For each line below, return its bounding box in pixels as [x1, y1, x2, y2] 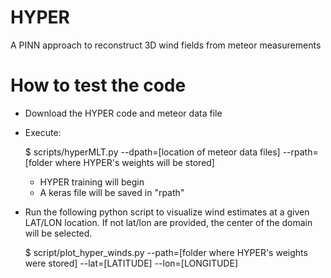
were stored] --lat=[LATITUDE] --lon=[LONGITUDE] [24, 257, 238, 269]
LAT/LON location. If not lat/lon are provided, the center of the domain [24, 216, 313, 228]
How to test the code [10, 74, 187, 97]
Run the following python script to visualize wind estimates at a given [24, 206, 310, 218]
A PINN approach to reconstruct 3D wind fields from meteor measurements [10, 39, 322, 51]
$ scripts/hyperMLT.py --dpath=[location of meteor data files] [24, 146, 281, 158]
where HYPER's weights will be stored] [54, 156, 215, 168]
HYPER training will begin [39, 176, 145, 188]
